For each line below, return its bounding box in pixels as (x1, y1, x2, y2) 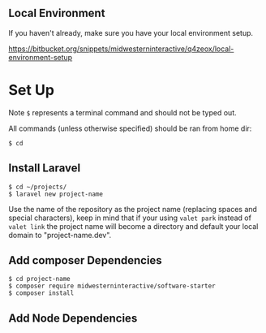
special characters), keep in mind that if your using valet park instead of (8, 213, 251, 223)
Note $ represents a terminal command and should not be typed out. (8, 107, 237, 117)
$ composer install (8, 289, 75, 297)
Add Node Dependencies (8, 311, 138, 325)
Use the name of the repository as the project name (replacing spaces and (8, 204, 258, 214)
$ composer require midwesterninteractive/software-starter (8, 282, 217, 291)
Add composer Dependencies (8, 253, 162, 267)
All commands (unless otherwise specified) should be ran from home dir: (8, 123, 252, 133)
